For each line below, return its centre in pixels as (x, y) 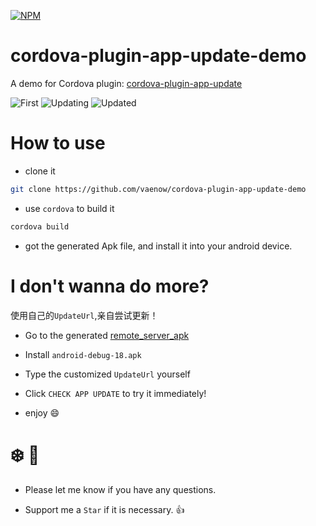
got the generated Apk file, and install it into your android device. (158, 246)
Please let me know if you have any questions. (120, 489)
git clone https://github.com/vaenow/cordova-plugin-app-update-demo (158, 189)
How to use (58, 143)
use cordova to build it (69, 208)
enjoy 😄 (42, 412)
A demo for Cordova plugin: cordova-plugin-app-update (126, 83)
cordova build (40, 226)
